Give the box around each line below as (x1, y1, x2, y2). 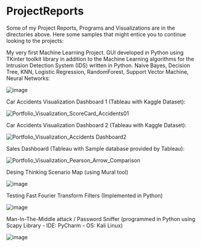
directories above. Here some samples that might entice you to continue (6, 30, 186, 38)
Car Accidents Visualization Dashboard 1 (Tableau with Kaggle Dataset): (6, 98, 186, 105)
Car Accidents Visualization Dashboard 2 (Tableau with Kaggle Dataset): (6, 121, 186, 128)
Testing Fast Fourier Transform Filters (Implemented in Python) (6, 192, 163, 199)
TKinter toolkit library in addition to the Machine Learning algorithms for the (6, 55, 194, 62)
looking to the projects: (6, 37, 64, 44)
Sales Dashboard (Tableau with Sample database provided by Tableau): (6, 145, 185, 152)
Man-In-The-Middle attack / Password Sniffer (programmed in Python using (6, 215, 196, 222)
